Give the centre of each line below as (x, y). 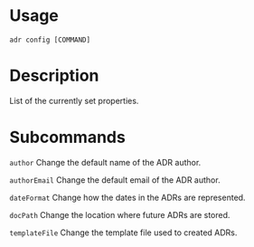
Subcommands (68, 138)
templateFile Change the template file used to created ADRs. (123, 233)
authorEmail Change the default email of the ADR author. (115, 180)
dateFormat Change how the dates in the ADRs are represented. (127, 197)
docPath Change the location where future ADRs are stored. (120, 214)
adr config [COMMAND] (50, 40)
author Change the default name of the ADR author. (105, 162)
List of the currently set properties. (74, 100)
